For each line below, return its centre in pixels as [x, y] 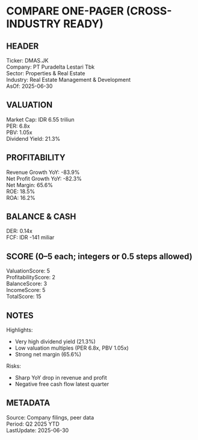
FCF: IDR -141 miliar [30, 237]
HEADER [23, 46]
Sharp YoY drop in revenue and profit [61, 378]
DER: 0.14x [20, 231]
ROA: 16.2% [21, 197]
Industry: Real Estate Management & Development [69, 80]
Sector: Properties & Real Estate [46, 73]
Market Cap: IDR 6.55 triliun [40, 119]
